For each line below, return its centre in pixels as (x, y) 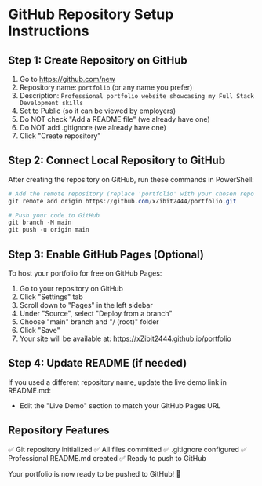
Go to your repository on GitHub (71, 289)
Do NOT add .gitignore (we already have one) (93, 128)
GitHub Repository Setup (91, 15)
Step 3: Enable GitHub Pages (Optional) (106, 254)
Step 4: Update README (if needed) (98, 363)
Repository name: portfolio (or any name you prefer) (106, 87)
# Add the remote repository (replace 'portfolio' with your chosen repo (131, 194)
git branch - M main (40, 223)
